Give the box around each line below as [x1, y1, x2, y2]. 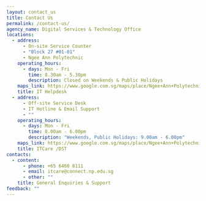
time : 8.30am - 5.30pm [28, 72, 86, 78]
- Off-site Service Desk [22, 100, 86, 106]
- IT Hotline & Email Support [22, 105, 100, 112]
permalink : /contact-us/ [6, 20, 70, 26]
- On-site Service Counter [22, 44, 92, 50]
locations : [6, 32, 34, 38]
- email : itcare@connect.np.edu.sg [22, 169, 114, 175]
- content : [12, 157, 40, 163]
